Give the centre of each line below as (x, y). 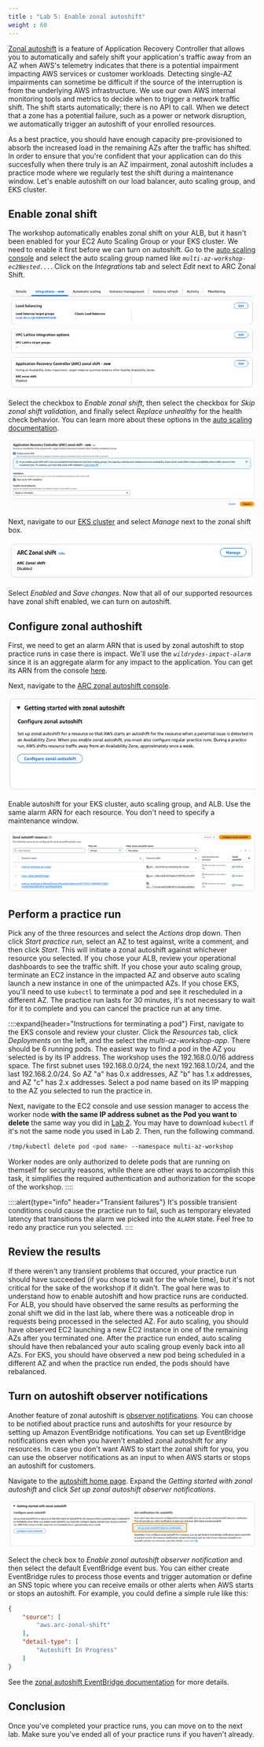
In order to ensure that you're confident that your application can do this (125, 156)
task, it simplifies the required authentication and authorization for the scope (132, 1179)
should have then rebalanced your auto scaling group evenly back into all (126, 1346)
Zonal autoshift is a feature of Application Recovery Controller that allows (126, 48)
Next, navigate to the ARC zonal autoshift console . (90, 686)
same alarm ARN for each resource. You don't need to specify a (111, 812)
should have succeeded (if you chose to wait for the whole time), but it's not (132, 1279)
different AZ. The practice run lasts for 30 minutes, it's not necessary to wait (132, 1000)
